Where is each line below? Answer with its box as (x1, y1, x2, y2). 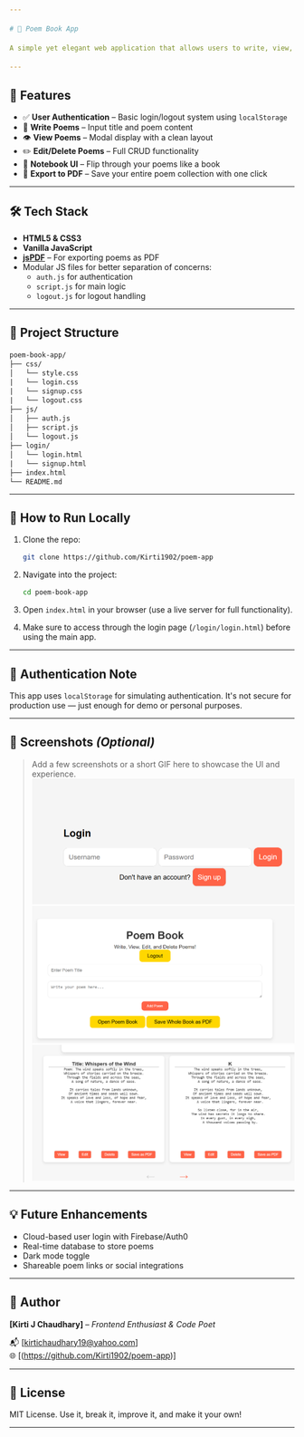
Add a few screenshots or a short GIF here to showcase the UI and (31, 758, 280, 769)
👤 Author (9, 1295, 61, 1310)
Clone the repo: (22, 535, 81, 545)
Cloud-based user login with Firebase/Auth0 (22, 1230, 188, 1241)
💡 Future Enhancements (9, 1207, 147, 1222)
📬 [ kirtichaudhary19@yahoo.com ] (9, 1336, 138, 1347)
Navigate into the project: (22, 569, 118, 580)
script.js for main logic (35, 281, 127, 292)
